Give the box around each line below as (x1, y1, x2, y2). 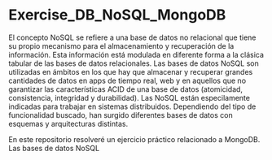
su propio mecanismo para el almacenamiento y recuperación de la (8, 41, 235, 50)
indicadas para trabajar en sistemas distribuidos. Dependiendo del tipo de (8, 102, 257, 111)
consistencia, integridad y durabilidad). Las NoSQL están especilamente (8, 93, 251, 102)
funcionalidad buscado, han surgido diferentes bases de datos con (8, 110, 234, 119)
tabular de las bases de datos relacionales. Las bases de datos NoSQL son (8, 58, 259, 68)
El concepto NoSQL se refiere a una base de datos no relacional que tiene (8, 32, 257, 42)
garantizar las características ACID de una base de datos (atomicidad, (8, 84, 243, 94)
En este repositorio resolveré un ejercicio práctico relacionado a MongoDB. (8, 134, 261, 144)
